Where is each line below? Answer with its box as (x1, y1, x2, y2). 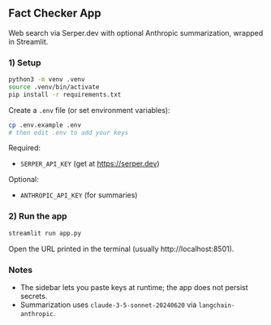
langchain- (198, 301, 235, 310)
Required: (8, 143, 41, 153)
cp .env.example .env (8, 121, 82, 129)
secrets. (19, 291, 48, 301)
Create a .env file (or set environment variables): (8, 105, 170, 115)
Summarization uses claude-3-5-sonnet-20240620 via (19, 300, 197, 310)
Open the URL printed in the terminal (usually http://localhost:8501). (8, 244, 234, 253)
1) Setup (8, 57, 42, 68)
